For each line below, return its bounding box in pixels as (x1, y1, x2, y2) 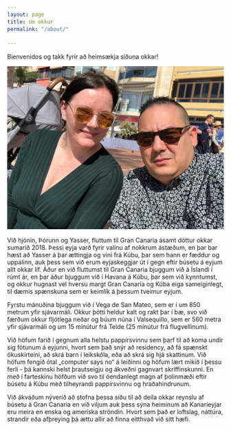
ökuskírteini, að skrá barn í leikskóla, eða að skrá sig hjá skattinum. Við (7, 350, 207, 358)
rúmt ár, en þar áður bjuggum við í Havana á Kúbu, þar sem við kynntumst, (7, 272, 218, 281)
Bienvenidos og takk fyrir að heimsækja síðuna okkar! (7, 52, 159, 61)
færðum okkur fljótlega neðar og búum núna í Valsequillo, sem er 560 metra (7, 315, 221, 323)
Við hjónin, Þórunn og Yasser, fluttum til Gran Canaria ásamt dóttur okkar (7, 236, 213, 244)
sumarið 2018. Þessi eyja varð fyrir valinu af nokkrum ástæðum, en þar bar (7, 243, 218, 251)
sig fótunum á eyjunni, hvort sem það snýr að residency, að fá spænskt (7, 343, 208, 351)
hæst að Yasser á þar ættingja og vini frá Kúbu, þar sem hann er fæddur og (7, 250, 220, 259)
